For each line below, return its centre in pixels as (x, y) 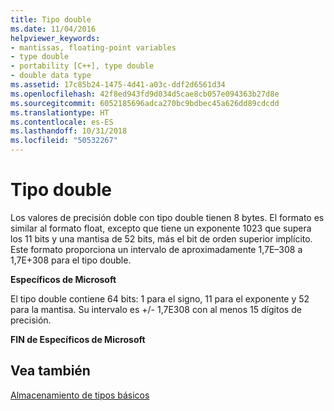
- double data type (51, 76)
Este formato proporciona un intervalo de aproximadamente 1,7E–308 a (156, 249)
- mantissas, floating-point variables (93, 47)
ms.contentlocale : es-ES (62, 122)
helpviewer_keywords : (55, 38)
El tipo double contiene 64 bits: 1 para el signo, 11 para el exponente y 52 (160, 298)
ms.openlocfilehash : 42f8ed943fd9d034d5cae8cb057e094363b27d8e (145, 94)
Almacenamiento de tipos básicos (80, 395)
